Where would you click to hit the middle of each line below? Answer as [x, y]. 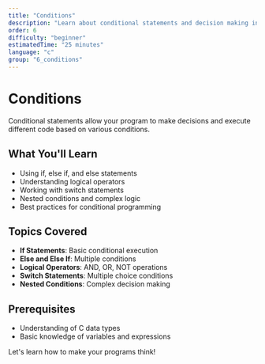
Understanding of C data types [70, 328]
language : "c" [32, 52]
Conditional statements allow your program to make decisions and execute [129, 120]
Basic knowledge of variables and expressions [95, 336]
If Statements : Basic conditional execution [89, 251]
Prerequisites [42, 309]
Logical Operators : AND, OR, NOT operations [93, 267]
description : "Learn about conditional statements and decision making [128, 23]
